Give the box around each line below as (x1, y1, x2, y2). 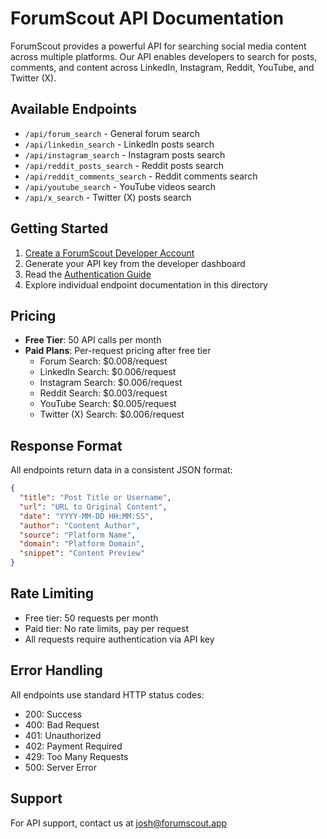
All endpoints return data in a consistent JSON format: (10, 464, 233, 476)
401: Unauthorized (24, 729, 102, 741)
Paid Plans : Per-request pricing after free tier (24, 345, 212, 357)
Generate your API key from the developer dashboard (24, 257, 246, 269)
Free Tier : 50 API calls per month (24, 334, 162, 346)
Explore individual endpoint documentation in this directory (24, 278, 268, 291)
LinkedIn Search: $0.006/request (39, 366, 177, 378)
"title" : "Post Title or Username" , (19, 493, 172, 503)
